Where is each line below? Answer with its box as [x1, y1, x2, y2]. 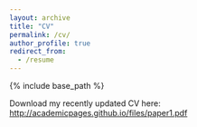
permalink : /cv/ [9, 30, 70, 39]
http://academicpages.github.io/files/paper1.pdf [9, 108, 188, 118]
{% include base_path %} [9, 81, 105, 91]
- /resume [17, 55, 54, 64]
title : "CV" [9, 22, 54, 31]
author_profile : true [9, 38, 91, 48]
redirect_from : [9, 47, 67, 56]
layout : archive [9, 13, 70, 23]
